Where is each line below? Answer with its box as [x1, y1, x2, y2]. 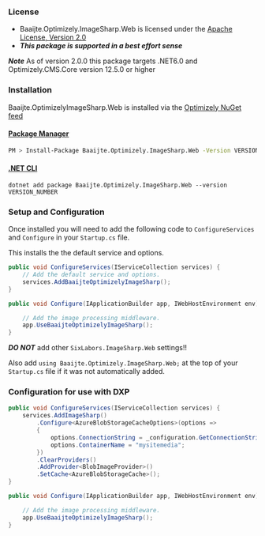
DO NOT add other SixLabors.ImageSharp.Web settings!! [8, 343, 188, 353]
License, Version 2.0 [19, 32, 87, 42]
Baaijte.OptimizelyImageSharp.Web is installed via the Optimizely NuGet [8, 102, 242, 112]
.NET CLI [8, 164, 38, 173]
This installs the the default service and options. [8, 248, 164, 258]
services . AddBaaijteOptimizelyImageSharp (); [22, 277, 171, 286]
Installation [8, 85, 53, 96]
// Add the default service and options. [22, 271, 160, 279]
